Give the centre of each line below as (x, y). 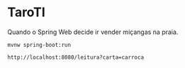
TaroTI (27, 12)
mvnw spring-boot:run (39, 45)
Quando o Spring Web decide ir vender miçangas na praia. (93, 32)
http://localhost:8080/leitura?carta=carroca (75, 57)
